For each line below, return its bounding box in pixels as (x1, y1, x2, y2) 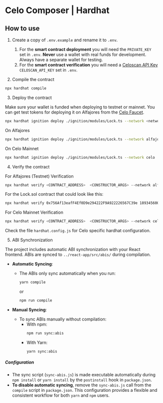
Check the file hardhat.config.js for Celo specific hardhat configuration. (5, 228, 151, 234)
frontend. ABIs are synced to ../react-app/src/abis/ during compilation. (5, 252, 151, 257)
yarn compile (19, 280, 46, 285)
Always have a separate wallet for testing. (19, 57, 103, 63)
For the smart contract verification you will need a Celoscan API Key (19, 62, 158, 67)
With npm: (26, 321, 48, 327)
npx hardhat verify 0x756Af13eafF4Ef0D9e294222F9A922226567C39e (5, 201, 138, 206)
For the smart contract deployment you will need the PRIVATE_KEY (19, 47, 152, 52)
